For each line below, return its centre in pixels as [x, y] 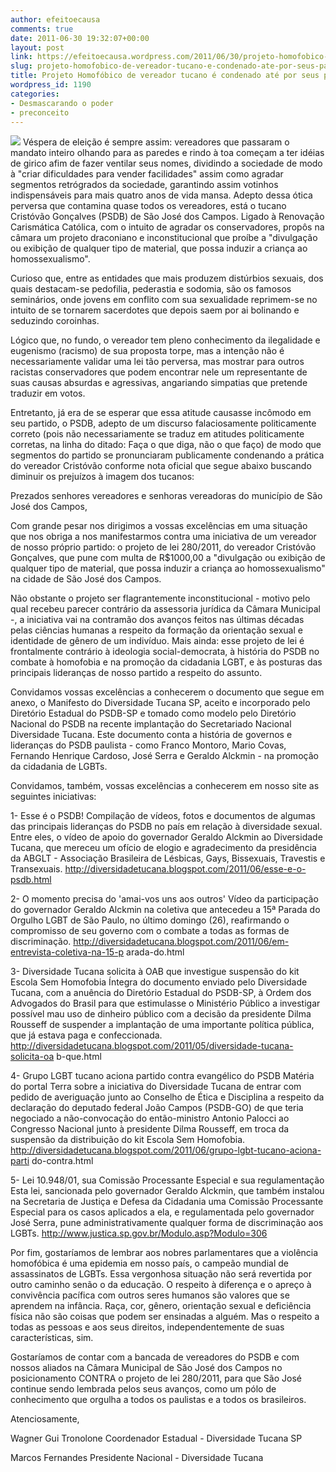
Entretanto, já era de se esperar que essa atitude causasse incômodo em [161, 413]
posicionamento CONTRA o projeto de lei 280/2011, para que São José [156, 1378]
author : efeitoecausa [55, 19]
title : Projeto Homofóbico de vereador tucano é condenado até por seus [165, 76]
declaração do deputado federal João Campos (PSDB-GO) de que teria [157, 1108]
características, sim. [52, 1338]
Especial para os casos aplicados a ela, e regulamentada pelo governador [162, 1212]
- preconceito [40, 112]
